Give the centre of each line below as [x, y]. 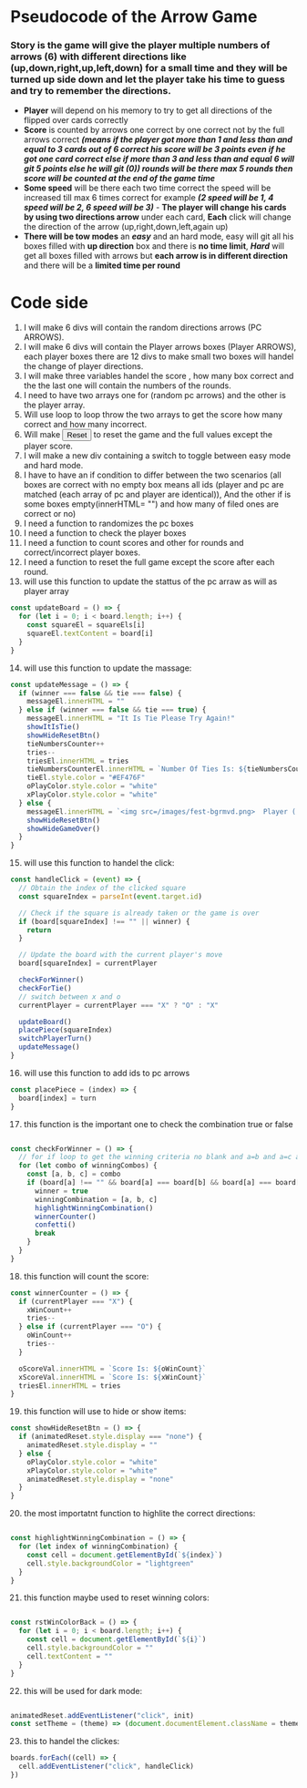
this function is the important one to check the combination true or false [159, 1124]
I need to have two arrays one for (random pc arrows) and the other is [154, 396]
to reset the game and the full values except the [183, 435]
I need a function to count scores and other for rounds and [133, 543]
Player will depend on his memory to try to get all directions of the [148, 110]
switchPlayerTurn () [56, 1039]
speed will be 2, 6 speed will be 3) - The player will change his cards [155, 208]
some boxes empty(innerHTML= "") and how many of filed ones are [151, 504]
